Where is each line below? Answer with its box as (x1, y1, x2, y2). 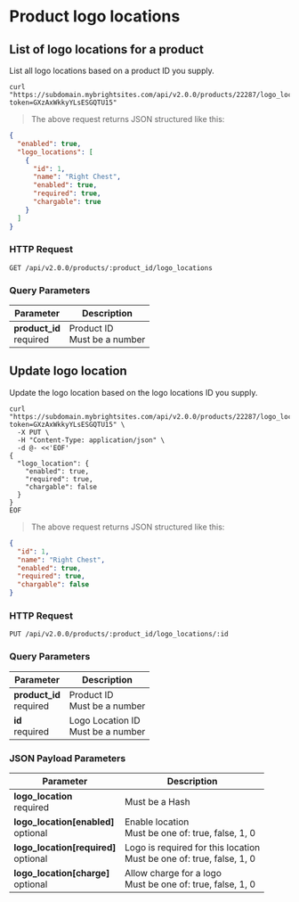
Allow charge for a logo (124, 866, 222, 879)
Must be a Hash (124, 795, 190, 808)
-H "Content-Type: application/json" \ (17, 435, 166, 445)
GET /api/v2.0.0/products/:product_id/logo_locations (9, 263, 214, 273)
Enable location (124, 816, 190, 828)
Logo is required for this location (124, 840, 261, 853)
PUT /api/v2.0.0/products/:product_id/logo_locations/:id (9, 630, 229, 639)
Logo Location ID (69, 714, 141, 726)
